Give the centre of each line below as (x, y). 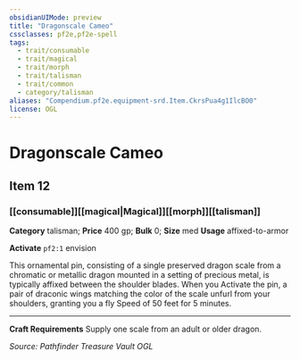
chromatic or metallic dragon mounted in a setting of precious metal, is (139, 275)
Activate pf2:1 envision (53, 248)
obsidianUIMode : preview (55, 17)
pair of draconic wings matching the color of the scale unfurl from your (140, 294)
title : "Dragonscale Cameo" (62, 26)
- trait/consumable (54, 51)
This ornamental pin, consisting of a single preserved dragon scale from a (145, 265)
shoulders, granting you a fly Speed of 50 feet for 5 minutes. (121, 304)
